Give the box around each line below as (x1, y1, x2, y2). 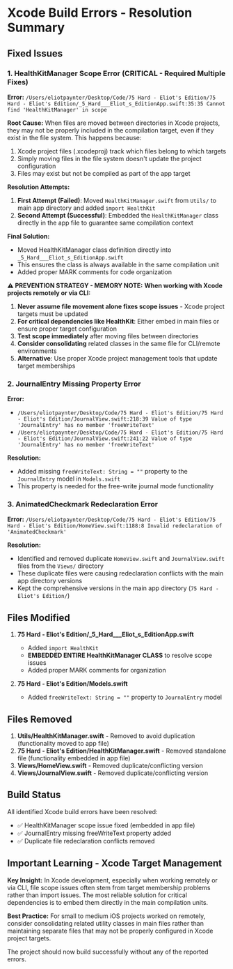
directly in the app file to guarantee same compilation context (17, 218, 193, 227)
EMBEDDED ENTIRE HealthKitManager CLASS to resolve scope (27, 651, 213, 660)
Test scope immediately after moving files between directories (17, 331, 199, 340)
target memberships (17, 361, 76, 370)
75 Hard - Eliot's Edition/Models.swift (17, 679, 128, 688)
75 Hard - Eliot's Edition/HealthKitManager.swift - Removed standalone (17, 746, 227, 755)
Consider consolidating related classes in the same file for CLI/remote (17, 339, 220, 347)
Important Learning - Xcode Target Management (7, 857, 223, 869)
